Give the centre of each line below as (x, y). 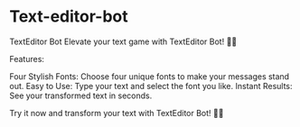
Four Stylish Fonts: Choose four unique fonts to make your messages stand (150, 76)
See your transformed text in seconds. (81, 95)
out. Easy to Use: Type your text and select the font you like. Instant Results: (151, 86)
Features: (27, 59)
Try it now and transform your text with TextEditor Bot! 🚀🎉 (117, 113)
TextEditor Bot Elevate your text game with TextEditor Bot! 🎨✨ (123, 41)
